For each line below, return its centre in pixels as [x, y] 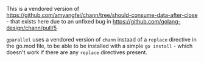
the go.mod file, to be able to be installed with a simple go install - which [100, 46]
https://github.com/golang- [146, 21]
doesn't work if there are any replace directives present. [77, 52]
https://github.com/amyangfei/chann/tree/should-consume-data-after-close [102, 15]
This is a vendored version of [43, 9]
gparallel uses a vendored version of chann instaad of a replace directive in [101, 39]
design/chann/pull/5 [32, 28]
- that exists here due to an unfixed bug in [59, 21]
